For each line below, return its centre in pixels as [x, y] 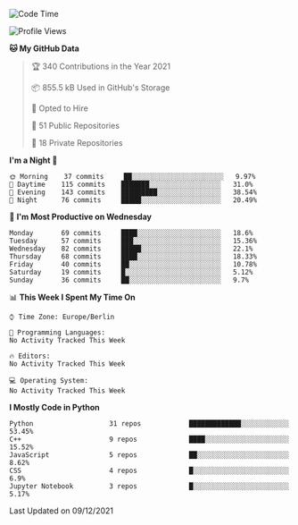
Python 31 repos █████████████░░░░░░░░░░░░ [149, 424]
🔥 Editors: [30, 356]
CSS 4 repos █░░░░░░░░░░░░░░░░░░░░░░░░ [149, 470]
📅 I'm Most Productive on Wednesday [80, 216]
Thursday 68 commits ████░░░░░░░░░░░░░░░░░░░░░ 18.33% [133, 257]
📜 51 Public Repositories [75, 126]
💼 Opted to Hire [60, 108]
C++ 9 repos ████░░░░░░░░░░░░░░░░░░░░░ [149, 439]
